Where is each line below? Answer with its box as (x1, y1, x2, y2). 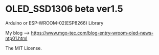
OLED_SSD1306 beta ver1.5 (5, 3, 124, 15)
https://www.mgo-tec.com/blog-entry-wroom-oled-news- (31, 30, 154, 36)
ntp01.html (5, 35, 28, 41)
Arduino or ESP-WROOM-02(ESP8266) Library (5, 20, 104, 26)
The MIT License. (5, 45, 42, 51)
